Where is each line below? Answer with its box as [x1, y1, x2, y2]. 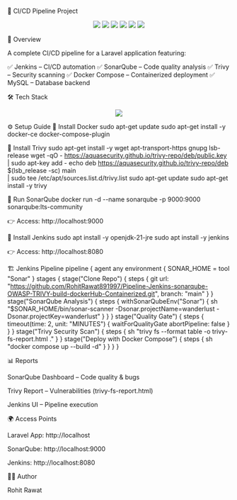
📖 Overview [7, 35, 41, 43]
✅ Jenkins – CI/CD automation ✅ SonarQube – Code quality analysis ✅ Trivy [7, 62, 230, 71]
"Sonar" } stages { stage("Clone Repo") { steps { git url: [7, 274, 169, 283]
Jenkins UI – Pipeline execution [7, 401, 98, 409]
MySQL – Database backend [7, 79, 91, 87]
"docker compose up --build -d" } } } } [7, 343, 120, 350]
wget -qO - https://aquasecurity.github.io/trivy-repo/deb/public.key [30, 151, 228, 160]
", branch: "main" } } [154, 289, 214, 298]
